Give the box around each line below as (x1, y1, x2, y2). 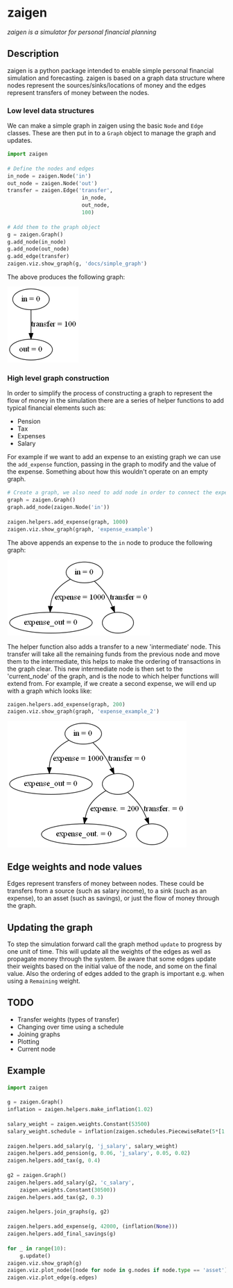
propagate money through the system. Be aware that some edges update (7, 954, 216, 963)
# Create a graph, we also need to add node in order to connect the (7, 489, 213, 497)
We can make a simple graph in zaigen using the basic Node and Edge (7, 121, 203, 130)
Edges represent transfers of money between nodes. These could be (7, 879, 205, 888)
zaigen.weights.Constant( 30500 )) (19, 1186, 116, 1194)
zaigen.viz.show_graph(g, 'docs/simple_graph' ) (7, 260, 148, 268)
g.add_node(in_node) (7, 238, 67, 246)
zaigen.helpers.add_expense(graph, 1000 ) (7, 518, 129, 525)
